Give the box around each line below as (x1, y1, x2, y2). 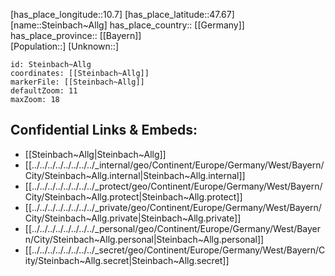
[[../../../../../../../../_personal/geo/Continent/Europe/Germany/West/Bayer (24, 222, 322, 234)
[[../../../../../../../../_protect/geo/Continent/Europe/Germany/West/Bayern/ (24, 180, 323, 192)
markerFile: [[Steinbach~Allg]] (10, 77, 145, 87)
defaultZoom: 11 (10, 86, 78, 96)
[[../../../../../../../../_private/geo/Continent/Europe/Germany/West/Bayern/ (24, 201, 322, 213)
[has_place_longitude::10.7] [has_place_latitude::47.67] (10, 9, 235, 20)
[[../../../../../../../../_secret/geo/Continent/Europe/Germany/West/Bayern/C (24, 244, 326, 256)
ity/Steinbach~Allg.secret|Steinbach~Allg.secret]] (24, 254, 230, 266)
